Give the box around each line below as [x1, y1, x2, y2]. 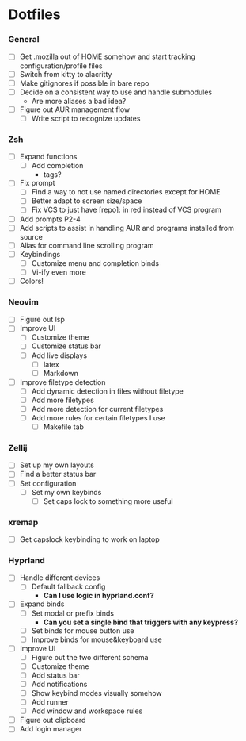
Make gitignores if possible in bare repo [19, 78, 149, 88]
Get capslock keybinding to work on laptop [19, 534, 160, 544]
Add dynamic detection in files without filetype [31, 386, 184, 396]
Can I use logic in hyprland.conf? [43, 591, 154, 601]
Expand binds [19, 599, 65, 609]
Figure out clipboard [19, 716, 86, 725]
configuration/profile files [19, 61, 103, 71]
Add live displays [31, 351, 88, 360]
